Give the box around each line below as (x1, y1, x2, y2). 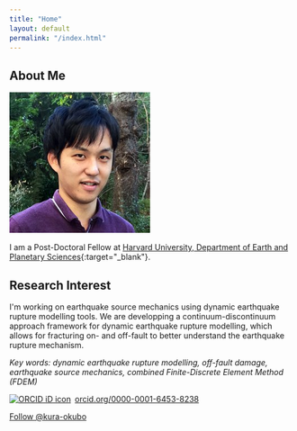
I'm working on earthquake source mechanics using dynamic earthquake (9, 301, 280, 312)
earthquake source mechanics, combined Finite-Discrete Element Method (9, 367, 284, 377)
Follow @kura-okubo (9, 411, 87, 422)
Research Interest (9, 277, 112, 292)
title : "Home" (9, 14, 63, 23)
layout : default (9, 23, 70, 33)
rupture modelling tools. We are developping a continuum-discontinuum (9, 311, 276, 321)
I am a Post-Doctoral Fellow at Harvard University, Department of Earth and (9, 242, 289, 253)
